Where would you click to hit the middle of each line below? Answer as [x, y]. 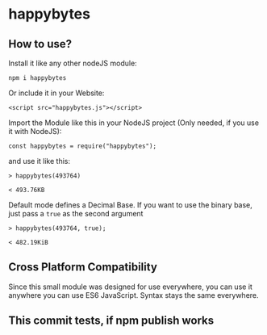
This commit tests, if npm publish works [111, 321]
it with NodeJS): [35, 131]
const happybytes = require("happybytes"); [83, 146]
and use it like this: [40, 161]
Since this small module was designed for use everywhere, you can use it [130, 287]
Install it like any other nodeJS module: [73, 63]
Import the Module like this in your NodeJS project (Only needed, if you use [134, 123]
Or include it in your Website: [56, 93]
